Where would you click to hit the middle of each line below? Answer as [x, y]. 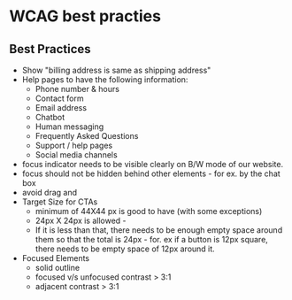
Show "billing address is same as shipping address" [116, 70]
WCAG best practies [85, 16]
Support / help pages [74, 145]
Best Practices [50, 49]
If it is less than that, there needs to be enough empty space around [159, 230]
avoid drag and [50, 192]
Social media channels [76, 155]
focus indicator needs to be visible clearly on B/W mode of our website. [153, 164]
